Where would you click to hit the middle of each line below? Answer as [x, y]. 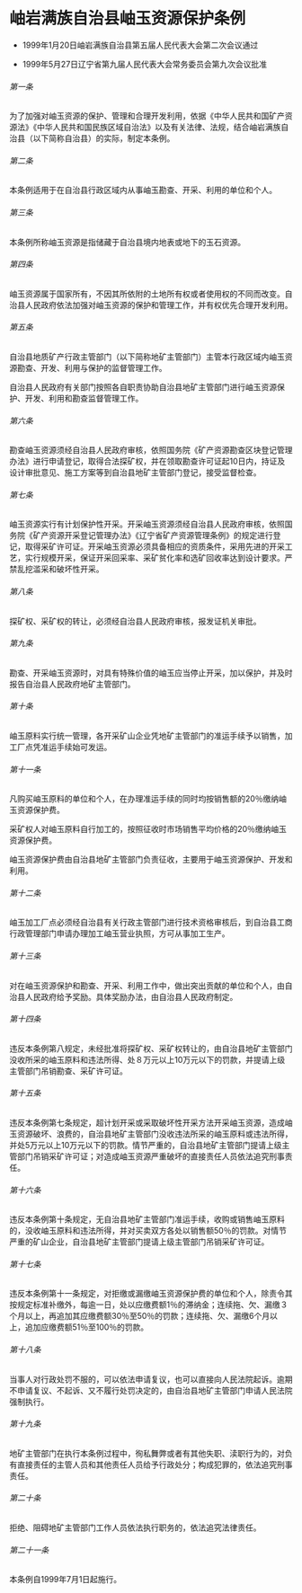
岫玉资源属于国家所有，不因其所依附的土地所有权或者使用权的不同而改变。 [147, 294]
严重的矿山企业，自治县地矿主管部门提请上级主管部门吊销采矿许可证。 [139, 1242]
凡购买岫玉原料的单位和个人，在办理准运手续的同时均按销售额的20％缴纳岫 [148, 799]
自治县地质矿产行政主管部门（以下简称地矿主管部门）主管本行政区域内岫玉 [147, 357]
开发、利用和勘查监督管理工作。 [84, 398]
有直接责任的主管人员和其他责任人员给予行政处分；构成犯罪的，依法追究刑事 [151, 1465]
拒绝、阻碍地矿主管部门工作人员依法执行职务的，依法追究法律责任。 [135, 1527]
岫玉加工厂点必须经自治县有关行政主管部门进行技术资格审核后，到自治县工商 [151, 923]
